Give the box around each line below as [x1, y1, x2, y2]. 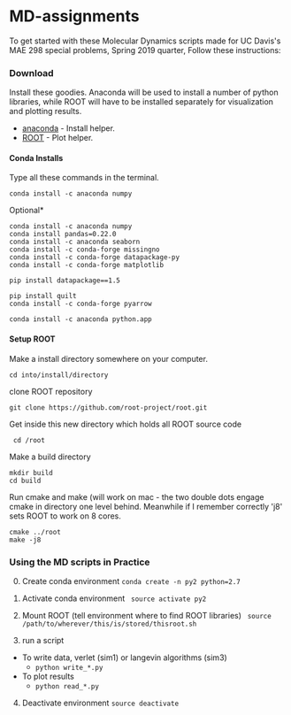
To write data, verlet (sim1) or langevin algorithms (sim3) [21, 652, 227, 663]
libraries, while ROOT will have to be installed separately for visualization [9, 96, 274, 107]
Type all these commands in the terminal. [9, 173, 159, 183]
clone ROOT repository [9, 386, 93, 396]
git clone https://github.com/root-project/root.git [9, 403, 208, 412]
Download [9, 66, 55, 79]
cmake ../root [9, 527, 62, 536]
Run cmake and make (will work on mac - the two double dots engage [9, 491, 264, 502]
